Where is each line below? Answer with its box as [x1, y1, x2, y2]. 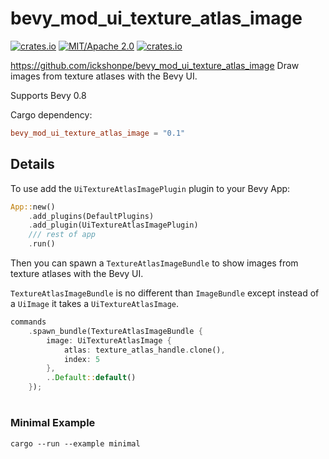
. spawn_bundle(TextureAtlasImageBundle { [28, 326, 203, 336]
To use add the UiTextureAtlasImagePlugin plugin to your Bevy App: [10, 182, 291, 194]
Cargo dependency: [10, 108, 93, 121]
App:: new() [10, 202, 56, 212]
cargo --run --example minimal [10, 438, 141, 449]
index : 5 [63, 354, 101, 364]
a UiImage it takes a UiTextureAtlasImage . [10, 298, 180, 309]
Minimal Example [10, 416, 96, 430]
